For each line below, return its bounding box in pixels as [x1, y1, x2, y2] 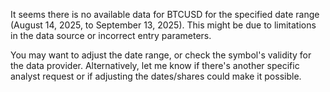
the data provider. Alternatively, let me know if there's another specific [10, 60, 300, 71]
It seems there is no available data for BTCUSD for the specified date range [10, 9, 320, 20]
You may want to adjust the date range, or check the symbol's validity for [10, 49, 312, 61]
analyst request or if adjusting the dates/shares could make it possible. [10, 70, 302, 82]
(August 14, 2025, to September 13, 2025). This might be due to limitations [10, 19, 317, 31]
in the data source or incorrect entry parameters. [10, 30, 212, 41]
